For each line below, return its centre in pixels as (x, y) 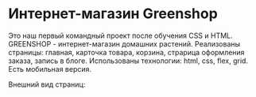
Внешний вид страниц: (47, 84)
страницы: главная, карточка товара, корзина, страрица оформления (126, 52)
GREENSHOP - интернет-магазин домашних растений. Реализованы (124, 43)
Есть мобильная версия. (50, 69)
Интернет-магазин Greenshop (113, 14)
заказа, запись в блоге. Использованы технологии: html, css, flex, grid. (128, 61)
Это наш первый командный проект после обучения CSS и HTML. (120, 35)
